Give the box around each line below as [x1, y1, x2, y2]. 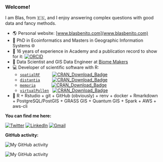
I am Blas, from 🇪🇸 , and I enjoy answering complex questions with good [5, 15, 154, 21]
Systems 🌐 [12, 43, 35, 49]
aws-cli [12, 103, 28, 109]
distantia [19, 78, 41, 83]
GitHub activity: [5, 132, 39, 138]
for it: [12, 54, 24, 60]
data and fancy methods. [5, 20, 56, 26]
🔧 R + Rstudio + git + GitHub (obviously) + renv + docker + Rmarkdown [12, 93, 158, 99]
